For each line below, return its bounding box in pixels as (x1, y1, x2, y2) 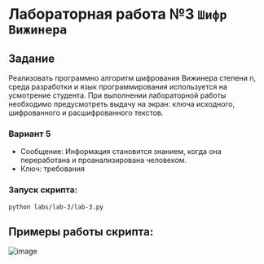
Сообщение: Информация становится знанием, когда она (20, 147, 222, 156)
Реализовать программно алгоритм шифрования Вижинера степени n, (8, 73, 257, 82)
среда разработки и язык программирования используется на (8, 82, 228, 91)
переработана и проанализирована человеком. (20, 156, 187, 165)
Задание (8, 51, 55, 65)
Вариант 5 (8, 128, 51, 139)
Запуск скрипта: (8, 184, 78, 196)
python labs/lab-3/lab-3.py (8, 203, 104, 211)
